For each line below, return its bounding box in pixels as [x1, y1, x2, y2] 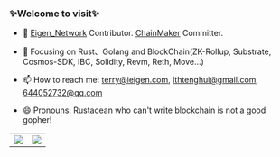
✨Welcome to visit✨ [9, 7, 100, 20]
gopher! [22, 115, 52, 125]
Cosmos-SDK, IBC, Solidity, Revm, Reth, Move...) [22, 57, 205, 68]
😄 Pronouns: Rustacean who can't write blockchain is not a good [22, 105, 266, 115]
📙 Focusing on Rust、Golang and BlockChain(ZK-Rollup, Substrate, [22, 46, 272, 57]
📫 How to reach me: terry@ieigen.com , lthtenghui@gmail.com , [22, 75, 259, 86]
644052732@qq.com [22, 88, 103, 98]
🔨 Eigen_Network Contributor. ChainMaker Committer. [22, 28, 224, 39]
